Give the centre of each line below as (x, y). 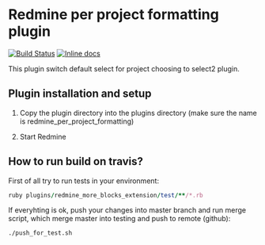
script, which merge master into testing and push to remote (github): (119, 219)
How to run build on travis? (76, 161)
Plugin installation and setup (80, 94)
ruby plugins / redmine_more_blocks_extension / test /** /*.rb (106, 195)
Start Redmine (43, 136)
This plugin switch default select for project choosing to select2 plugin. (124, 68)
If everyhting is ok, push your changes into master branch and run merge (127, 210)
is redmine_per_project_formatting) (77, 121)
